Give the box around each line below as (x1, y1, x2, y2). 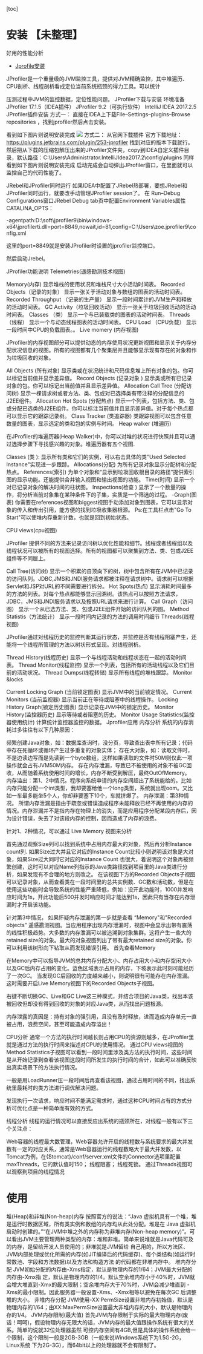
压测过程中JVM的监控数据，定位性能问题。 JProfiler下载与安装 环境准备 (6, 95, 185, 102)
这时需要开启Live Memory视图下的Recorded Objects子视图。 (6, 979, 158, 986)
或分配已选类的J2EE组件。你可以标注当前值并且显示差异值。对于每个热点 (6, 405, 188, 412)
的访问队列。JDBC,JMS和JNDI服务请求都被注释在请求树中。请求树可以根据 (6, 575, 194, 582)
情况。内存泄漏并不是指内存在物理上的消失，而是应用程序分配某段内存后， (6, 807, 192, 814)
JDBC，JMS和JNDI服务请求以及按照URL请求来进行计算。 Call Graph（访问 (6, 598, 193, 605)
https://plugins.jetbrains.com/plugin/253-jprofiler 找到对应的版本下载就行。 (6, 139, 193, 146)
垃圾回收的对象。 (11, 354, 54, 361)
